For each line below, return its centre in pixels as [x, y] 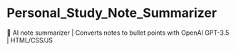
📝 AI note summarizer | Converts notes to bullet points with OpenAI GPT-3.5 [118, 33]
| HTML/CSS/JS [30, 40]
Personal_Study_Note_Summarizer [112, 13]
